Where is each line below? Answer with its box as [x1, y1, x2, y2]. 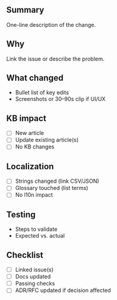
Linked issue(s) [15, 266, 54, 274]
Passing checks [15, 280, 55, 287]
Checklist [6, 250, 44, 260]
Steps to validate [15, 225, 58, 233]
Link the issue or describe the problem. [6, 55, 105, 62]
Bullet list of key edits [15, 89, 69, 97]
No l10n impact [15, 191, 53, 199]
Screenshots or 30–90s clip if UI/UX [15, 95, 106, 103]
